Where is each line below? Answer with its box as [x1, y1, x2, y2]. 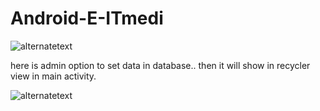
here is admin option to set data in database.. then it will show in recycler [10, 59, 311, 71]
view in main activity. [10, 70, 97, 82]
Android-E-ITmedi [10, 7, 164, 30]
